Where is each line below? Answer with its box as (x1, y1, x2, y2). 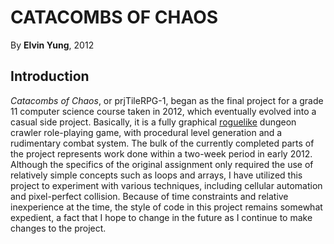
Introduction (10, 68, 90, 85)
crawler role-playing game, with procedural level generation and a (10, 126, 283, 138)
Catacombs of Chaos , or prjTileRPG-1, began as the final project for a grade (10, 94, 324, 106)
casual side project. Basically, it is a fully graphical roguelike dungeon (10, 116, 297, 128)
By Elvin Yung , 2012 (10, 39, 95, 51)
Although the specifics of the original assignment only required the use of (10, 158, 314, 170)
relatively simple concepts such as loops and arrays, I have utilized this (10, 169, 303, 181)
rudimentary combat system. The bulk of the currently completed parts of (10, 137, 315, 149)
